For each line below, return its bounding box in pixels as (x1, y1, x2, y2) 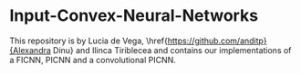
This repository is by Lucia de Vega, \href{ (9, 35, 169, 46)
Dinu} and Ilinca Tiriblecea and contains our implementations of (53, 44, 292, 55)
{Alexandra (9, 44, 52, 55)
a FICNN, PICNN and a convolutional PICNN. (9, 54, 176, 65)
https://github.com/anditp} (167, 35, 267, 46)
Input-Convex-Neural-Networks (9, 5, 258, 26)
